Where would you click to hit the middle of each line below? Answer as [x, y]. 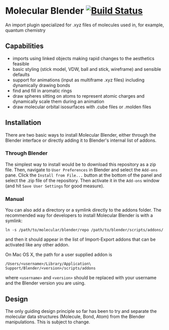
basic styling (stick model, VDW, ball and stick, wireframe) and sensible [87, 69]
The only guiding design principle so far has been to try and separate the [81, 311]
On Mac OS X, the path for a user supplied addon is [59, 255]
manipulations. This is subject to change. [48, 322]
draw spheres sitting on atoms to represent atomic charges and [78, 96]
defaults [21, 74]
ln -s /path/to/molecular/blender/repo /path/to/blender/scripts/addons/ [84, 230]
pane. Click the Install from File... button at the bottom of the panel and [83, 175]
